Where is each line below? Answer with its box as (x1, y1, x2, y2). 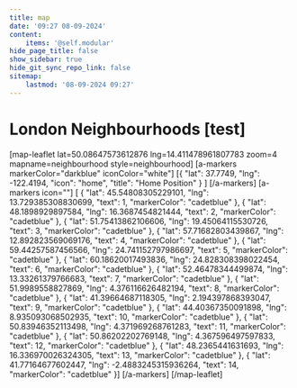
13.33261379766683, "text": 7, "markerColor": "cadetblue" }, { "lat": (9, 273, 259, 284)
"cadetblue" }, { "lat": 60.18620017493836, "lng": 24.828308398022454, (9, 254, 281, 265)
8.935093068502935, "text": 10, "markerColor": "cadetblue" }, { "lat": (9, 311, 268, 322)
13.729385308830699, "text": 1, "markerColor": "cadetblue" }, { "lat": (9, 196, 267, 207)
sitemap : (9, 72, 42, 81)
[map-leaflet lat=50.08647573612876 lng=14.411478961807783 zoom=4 (9, 149, 277, 159)
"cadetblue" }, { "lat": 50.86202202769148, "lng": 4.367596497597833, (9, 330, 276, 341)
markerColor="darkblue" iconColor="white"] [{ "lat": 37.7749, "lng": (9, 167, 261, 178)
